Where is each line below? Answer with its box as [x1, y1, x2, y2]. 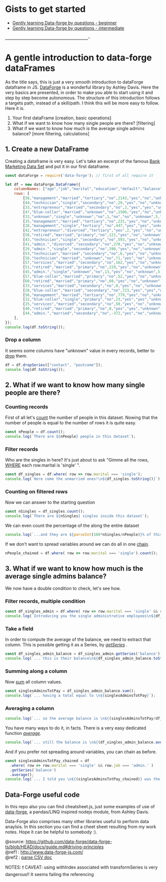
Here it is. [5, 105, 25, 111]
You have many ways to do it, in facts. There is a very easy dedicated [5, 725, 147, 731]
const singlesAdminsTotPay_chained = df [5, 758, 90, 763]
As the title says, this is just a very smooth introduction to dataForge [5, 79, 143, 85]
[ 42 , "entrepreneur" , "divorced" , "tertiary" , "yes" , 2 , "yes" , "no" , [23, 228, 156, 233]
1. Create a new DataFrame [5, 145, 89, 154]
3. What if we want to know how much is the [5, 565, 143, 573]
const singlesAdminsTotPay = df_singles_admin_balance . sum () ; [5, 688, 136, 694]
